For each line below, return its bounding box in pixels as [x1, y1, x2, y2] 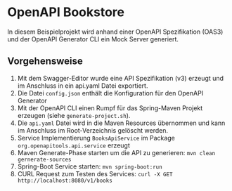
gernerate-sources [17, 156, 72, 163]
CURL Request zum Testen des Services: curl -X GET [17, 169, 173, 178]
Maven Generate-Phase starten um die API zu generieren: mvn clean [17, 148, 216, 157]
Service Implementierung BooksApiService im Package [17, 133, 176, 142]
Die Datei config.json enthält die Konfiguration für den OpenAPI [17, 88, 204, 97]
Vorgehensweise [7, 55, 83, 67]
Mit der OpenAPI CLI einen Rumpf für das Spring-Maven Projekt [17, 103, 203, 112]
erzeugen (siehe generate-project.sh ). [17, 111, 131, 119]
